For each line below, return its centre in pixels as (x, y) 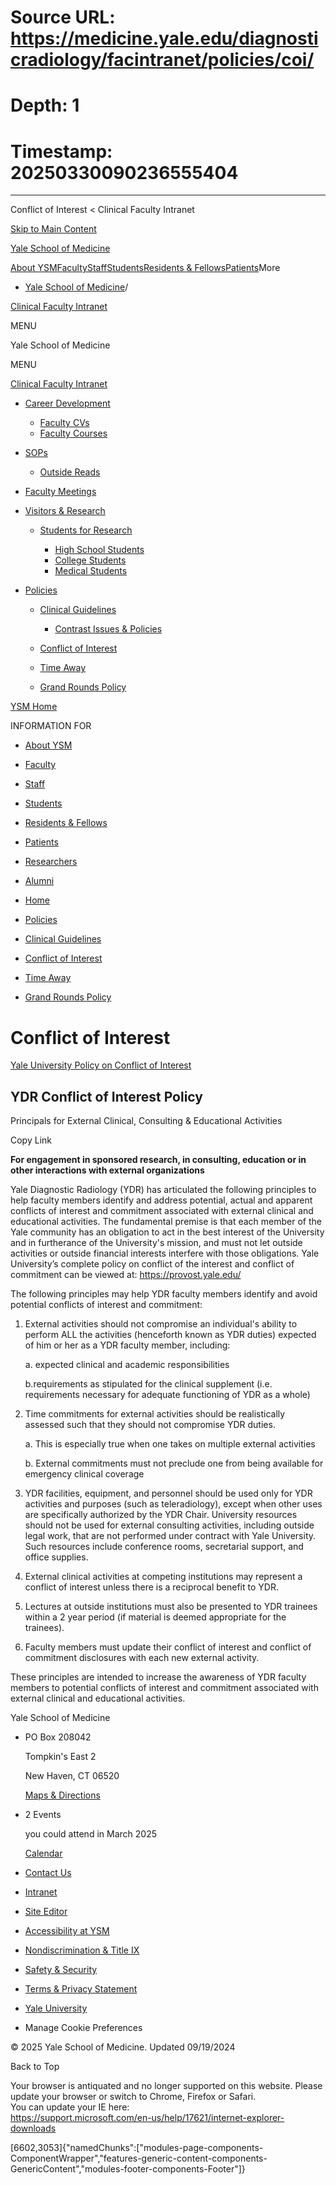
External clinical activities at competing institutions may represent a (163, 1577)
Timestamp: (61, 151)
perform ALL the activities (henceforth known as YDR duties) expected (170, 1335)
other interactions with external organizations (107, 1170)
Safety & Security (61, 1970)
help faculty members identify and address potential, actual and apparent (161, 1200)
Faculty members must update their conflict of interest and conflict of (168, 1647)
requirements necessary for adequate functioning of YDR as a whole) (167, 1395)
